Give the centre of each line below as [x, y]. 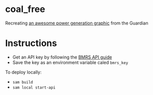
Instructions [31, 43]
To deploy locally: [23, 72]
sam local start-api [34, 87]
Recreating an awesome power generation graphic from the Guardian [77, 23]
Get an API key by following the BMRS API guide [62, 57]
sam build [23, 82]
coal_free [25, 9]
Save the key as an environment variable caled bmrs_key [70, 62]
